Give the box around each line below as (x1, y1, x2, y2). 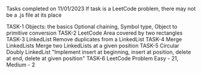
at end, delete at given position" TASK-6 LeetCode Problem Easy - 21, (6, 55, 179, 62)
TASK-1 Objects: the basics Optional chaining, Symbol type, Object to (6, 23, 177, 30)
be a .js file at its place (6, 11, 62, 19)
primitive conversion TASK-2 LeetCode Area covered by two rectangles (6, 29, 183, 36)
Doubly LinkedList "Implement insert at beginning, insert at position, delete (6, 48, 191, 56)
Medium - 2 (6, 61, 35, 68)
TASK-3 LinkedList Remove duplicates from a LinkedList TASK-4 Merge (6, 36, 182, 42)
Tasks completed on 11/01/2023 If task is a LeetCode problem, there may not (6, 5, 196, 12)
